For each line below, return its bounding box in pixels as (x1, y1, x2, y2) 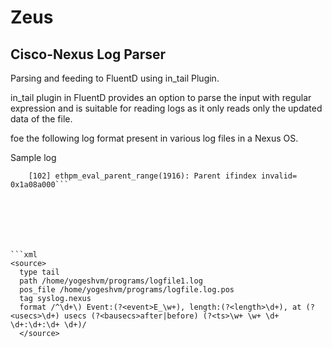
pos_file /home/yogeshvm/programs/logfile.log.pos (19, 285, 235, 295)
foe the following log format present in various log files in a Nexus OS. (10, 132, 299, 144)
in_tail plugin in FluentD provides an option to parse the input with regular (10, 92, 312, 103)
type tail (19, 267, 60, 277)
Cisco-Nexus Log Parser (10, 46, 167, 63)
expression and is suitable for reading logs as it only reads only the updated (10, 102, 323, 114)
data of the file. (10, 113, 73, 125)
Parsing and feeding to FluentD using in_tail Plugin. (10, 72, 220, 84)
